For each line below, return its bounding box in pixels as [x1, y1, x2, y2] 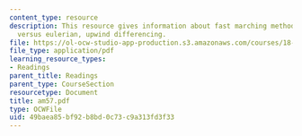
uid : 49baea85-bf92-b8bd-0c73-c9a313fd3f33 [9, 113, 175, 122]
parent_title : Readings [9, 72, 99, 81]
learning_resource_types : [9, 55, 106, 64]
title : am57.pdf [9, 96, 70, 106]
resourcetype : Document [9, 88, 99, 97]
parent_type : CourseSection [9, 80, 115, 89]
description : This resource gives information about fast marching [9, 21, 268, 30]
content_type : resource [9, 13, 99, 22]
